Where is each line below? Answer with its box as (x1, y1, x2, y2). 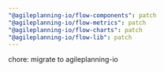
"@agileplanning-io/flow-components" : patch (8, 11, 157, 20)
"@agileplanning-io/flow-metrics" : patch (8, 19, 147, 27)
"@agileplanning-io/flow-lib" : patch (8, 33, 132, 41)
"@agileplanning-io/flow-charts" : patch (8, 26, 143, 34)
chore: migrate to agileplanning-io (8, 55, 118, 64)
